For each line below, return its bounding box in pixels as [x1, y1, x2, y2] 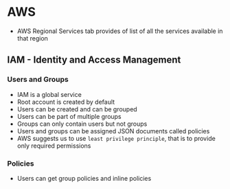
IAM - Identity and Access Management [7, 54, 181, 66]
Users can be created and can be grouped [16, 104, 137, 113]
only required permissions [16, 142, 91, 150]
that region [16, 34, 48, 42]
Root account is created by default [16, 98, 115, 106]
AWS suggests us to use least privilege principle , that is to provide [16, 134, 216, 142]
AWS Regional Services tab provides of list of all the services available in [16, 27, 223, 35]
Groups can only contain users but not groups [16, 120, 148, 128]
